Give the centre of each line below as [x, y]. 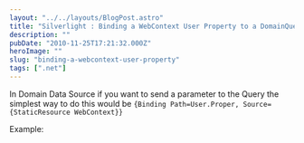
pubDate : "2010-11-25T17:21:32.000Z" [81, 43]
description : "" [40, 34]
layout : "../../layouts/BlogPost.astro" [87, 18]
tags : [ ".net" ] [38, 69]
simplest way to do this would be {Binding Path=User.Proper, [124, 103]
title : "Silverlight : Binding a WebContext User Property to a [133, 26]
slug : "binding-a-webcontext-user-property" [95, 60]
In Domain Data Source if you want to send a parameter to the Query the [144, 94]
